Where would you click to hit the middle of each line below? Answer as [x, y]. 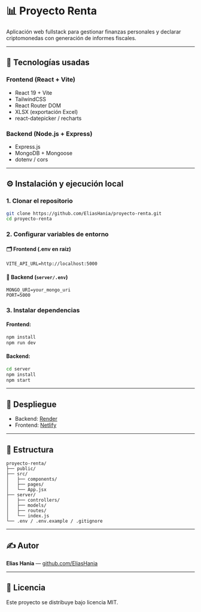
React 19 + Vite [33, 92]
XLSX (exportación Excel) [46, 111]
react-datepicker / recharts [48, 118]
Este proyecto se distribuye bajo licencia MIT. [62, 602]
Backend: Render [36, 419]
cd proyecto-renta [29, 219]
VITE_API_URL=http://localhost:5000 [52, 264]
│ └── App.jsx [26, 490]
